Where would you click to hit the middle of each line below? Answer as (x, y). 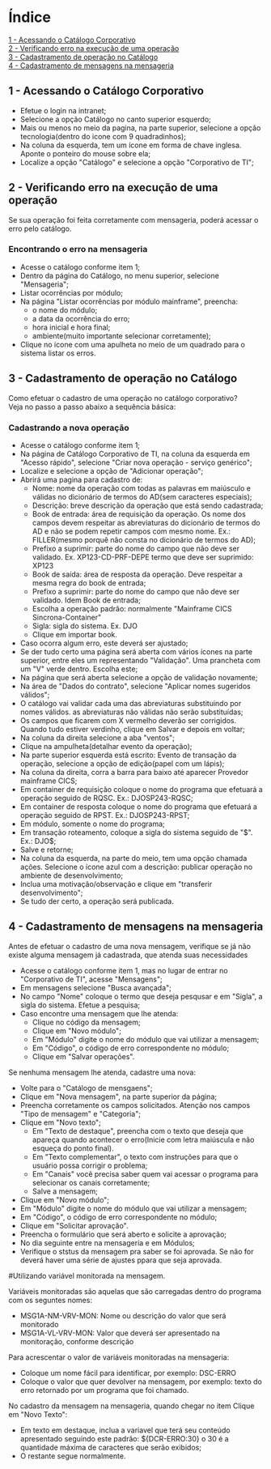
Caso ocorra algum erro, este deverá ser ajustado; (104, 643)
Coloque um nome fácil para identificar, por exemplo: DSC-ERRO (128, 1373)
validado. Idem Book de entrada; (87, 600)
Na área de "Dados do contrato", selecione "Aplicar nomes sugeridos (135, 686)
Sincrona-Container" (67, 617)
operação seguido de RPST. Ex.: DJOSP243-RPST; (105, 815)
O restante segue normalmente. (73, 1456)
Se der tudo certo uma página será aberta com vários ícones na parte (136, 651)
